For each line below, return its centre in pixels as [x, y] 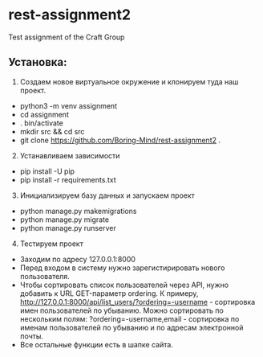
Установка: [38, 62]
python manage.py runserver [68, 228]
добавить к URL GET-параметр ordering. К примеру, [109, 293]
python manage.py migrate [65, 220]
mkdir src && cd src [52, 131]
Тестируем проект [52, 244]
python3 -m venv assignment [69, 105]
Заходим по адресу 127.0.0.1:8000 [78, 259]
